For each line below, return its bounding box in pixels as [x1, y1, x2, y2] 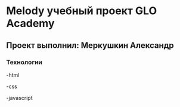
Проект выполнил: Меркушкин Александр [6, 40, 174, 50]
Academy [6, 17, 55, 30]
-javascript [6, 94, 33, 101]
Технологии [6, 58, 43, 66]
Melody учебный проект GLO [6, 4, 157, 18]
